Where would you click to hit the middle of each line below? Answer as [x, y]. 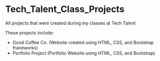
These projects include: [30, 32]
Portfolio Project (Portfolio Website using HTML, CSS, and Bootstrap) [84, 53]
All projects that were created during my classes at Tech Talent [70, 23]
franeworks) [25, 47]
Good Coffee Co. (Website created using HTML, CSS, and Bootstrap [83, 42]
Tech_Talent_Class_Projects [65, 9]
